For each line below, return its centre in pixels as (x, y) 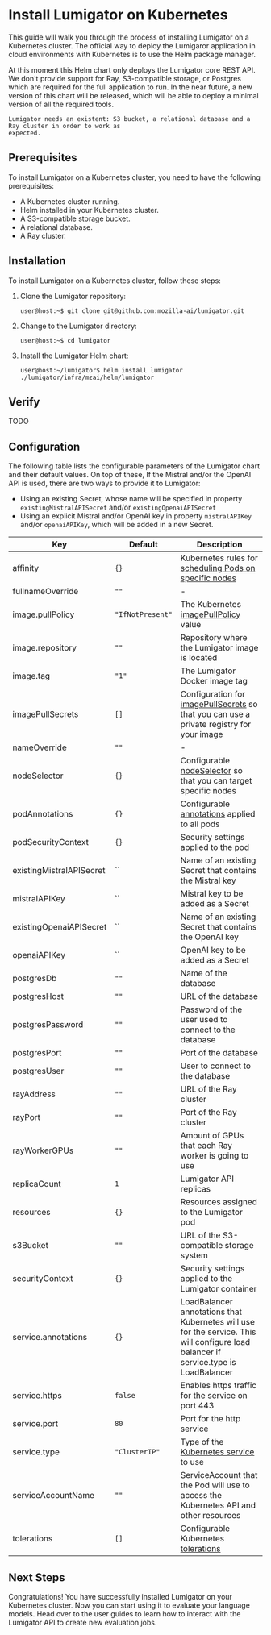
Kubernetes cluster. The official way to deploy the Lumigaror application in (132, 45)
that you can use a (215, 714)
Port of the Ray (208, 1113)
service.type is (208, 1362)
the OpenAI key (210, 937)
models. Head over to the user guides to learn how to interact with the (125, 1614)
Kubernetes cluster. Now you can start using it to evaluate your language (129, 1605)
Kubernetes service (217, 1452)
